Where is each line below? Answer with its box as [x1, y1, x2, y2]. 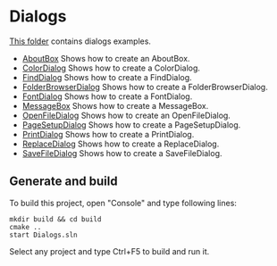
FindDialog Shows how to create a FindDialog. [21, 71, 192, 82]
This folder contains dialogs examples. [9, 36, 152, 46]
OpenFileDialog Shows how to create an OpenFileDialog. [21, 110, 231, 121]
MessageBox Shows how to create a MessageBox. [21, 100, 209, 111]
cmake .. [9, 222, 42, 231]
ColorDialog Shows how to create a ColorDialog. [21, 62, 201, 73]
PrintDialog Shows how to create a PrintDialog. [21, 129, 195, 139]
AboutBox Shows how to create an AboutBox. [21, 53, 190, 63]
